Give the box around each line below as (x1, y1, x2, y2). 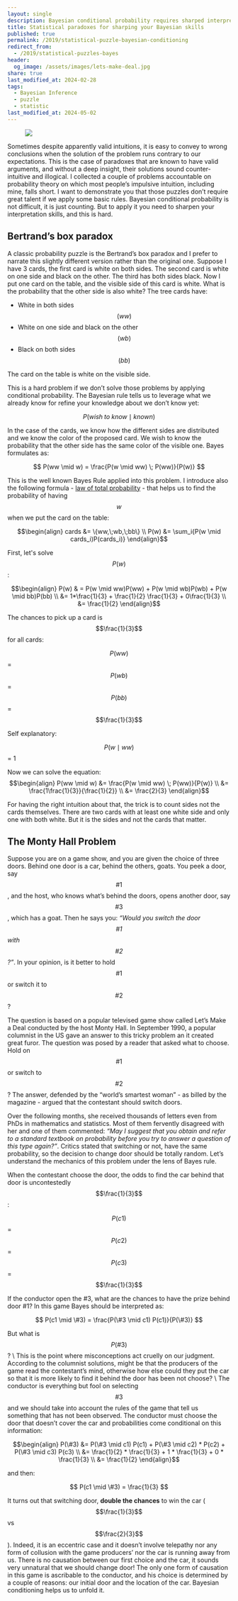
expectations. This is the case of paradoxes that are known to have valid (7, 157, 219, 165)
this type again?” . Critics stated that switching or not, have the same (7, 1142, 208, 1151)
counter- (185, 164, 211, 173)
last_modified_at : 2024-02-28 (7, 76, 97, 84)
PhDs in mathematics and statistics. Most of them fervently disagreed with (7, 1120, 225, 1128)
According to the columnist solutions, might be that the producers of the (7, 1359, 218, 1368)
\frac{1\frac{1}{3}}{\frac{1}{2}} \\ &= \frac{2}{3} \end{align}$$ (28, 786, 210, 795)
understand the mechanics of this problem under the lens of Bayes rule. (7, 1157, 217, 1166)
